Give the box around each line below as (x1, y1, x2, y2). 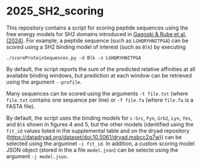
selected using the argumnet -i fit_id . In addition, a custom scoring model (6, 140, 195, 147)
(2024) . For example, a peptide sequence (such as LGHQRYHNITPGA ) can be (6, 37, 188, 44)
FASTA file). (6, 102, 36, 109)
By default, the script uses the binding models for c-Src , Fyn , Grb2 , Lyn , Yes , (6, 114, 193, 121)
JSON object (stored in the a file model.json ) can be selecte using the (6, 146, 179, 153)
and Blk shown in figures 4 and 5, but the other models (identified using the (6, 120, 194, 128)
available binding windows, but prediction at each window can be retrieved (6, 72, 192, 79)
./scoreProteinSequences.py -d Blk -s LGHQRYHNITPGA (6, 55, 141, 61)
